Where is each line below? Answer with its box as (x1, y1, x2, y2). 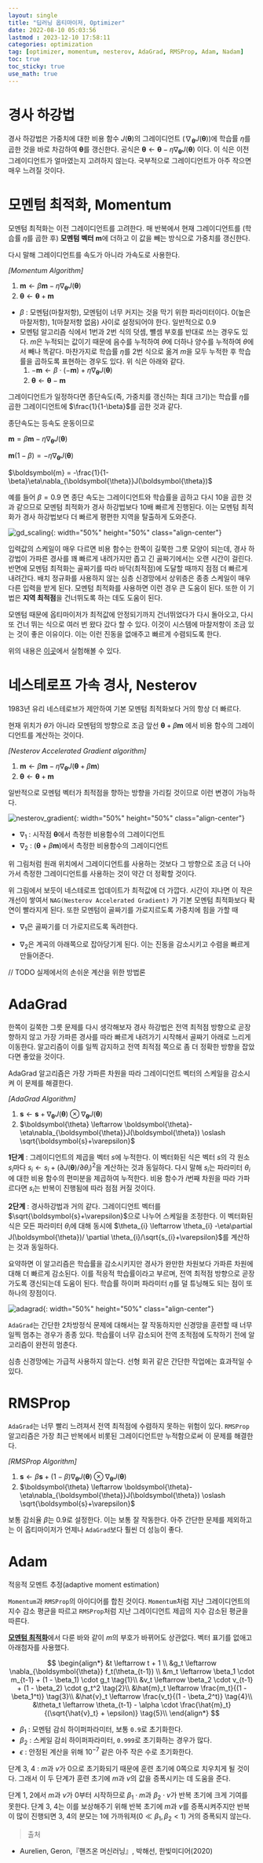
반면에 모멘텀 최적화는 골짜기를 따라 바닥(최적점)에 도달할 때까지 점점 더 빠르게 (8, 564, 248, 573)
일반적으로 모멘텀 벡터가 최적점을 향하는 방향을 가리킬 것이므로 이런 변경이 (8, 788, 235, 798)
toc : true (8, 56, 41, 64)
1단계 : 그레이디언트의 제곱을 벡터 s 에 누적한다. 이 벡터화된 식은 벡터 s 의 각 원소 (8, 1152, 250, 1162)
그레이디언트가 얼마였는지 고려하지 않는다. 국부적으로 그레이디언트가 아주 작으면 (8, 156, 252, 166)
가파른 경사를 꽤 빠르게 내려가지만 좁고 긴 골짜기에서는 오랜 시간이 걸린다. (28, 554, 254, 564)
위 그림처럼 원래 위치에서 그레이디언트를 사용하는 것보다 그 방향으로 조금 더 (8, 859, 237, 868)
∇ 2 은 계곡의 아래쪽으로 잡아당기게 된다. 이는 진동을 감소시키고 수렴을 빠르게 (19, 940, 250, 951)
